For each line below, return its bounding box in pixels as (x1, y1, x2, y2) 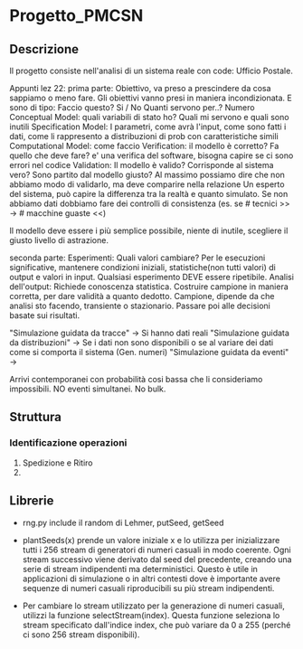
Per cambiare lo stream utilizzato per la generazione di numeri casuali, (22, 600, 285, 611)
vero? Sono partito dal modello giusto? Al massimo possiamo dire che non (9, 169, 285, 180)
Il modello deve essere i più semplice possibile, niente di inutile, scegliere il (9, 225, 289, 236)
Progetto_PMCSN (9, 5, 144, 26)
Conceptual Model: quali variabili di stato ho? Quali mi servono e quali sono (9, 112, 289, 122)
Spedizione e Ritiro (22, 457, 93, 468)
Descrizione (9, 42, 80, 57)
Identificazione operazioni (9, 437, 128, 449)
